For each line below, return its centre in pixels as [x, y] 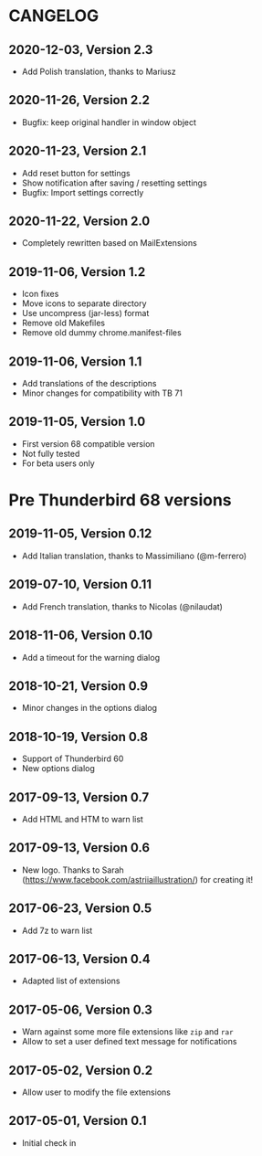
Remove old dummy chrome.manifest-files [101, 333]
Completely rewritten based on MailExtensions [109, 243]
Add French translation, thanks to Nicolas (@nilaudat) [122, 606]
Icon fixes [40, 294]
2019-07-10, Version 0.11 [80, 584]
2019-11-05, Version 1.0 [77, 422]
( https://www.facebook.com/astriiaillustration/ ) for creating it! [137, 879]
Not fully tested [51, 453]
